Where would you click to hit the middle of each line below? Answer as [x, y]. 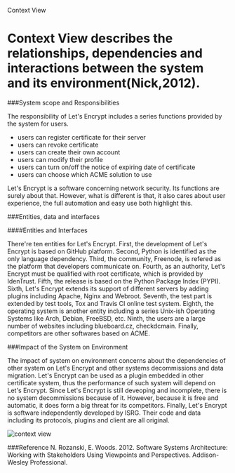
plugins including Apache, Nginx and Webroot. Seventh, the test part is [110, 296]
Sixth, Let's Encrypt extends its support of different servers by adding [108, 288]
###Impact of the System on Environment [68, 347]
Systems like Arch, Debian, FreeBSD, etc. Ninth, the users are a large [106, 318]
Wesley [18, 462]
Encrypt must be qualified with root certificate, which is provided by [105, 274]
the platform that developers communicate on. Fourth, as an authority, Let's [116, 266]
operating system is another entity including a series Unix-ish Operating [111, 311]
